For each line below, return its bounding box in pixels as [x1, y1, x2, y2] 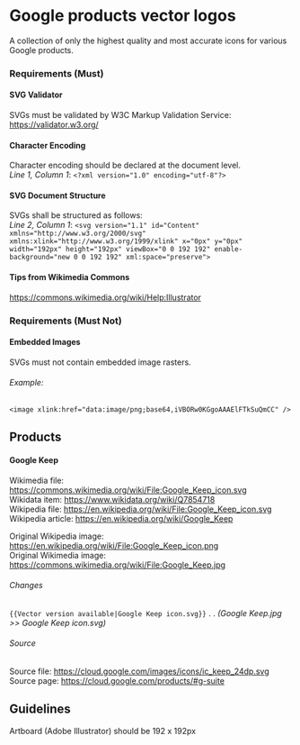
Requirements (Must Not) [9, 314, 123, 327]
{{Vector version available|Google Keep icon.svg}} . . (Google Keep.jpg [9, 607, 283, 618]
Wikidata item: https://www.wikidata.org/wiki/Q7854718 [9, 494, 216, 504]
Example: [9, 377, 44, 388]
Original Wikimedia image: [9, 550, 106, 560]
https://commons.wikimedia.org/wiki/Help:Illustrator [9, 292, 202, 303]
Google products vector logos [9, 5, 236, 26]
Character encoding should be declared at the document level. [9, 159, 241, 171]
